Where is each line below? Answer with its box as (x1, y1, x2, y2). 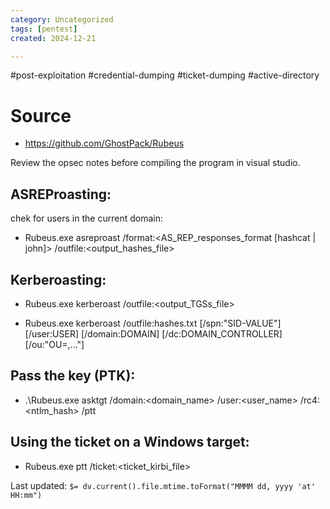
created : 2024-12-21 (10, 33, 97, 43)
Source (10, 104, 72, 127)
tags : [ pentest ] (10, 24, 78, 34)
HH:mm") (10, 490, 43, 500)
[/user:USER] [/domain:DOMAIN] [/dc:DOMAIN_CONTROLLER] (24, 327, 283, 340)
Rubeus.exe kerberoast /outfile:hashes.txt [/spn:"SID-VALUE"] (24, 317, 282, 329)
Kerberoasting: (10, 271, 107, 288)
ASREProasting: (10, 186, 112, 203)
